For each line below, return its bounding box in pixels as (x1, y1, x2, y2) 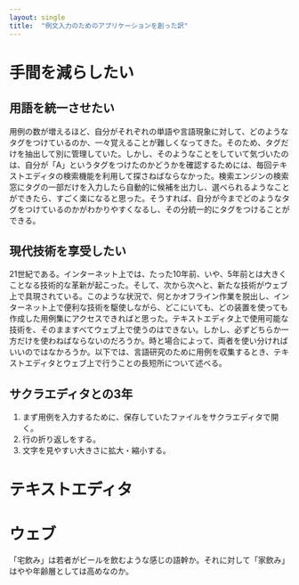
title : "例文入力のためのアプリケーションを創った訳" (9, 21, 189, 30)
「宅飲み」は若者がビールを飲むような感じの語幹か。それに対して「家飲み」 (9, 555, 290, 565)
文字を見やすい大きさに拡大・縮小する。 (21, 445, 171, 456)
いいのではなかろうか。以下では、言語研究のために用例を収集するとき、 (9, 346, 274, 357)
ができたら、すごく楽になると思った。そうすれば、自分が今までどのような (9, 192, 282, 203)
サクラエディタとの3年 (9, 386, 133, 402)
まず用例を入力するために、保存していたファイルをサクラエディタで (21, 411, 271, 423)
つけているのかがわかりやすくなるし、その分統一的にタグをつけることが (24, 204, 290, 215)
